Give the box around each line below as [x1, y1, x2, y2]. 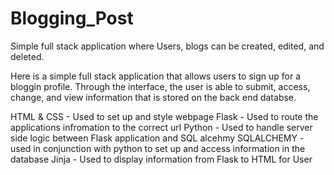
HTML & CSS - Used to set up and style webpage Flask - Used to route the [10, 110, 319, 122]
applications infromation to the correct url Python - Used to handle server [10, 121, 313, 133]
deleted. [10, 50, 45, 62]
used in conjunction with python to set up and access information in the [10, 142, 306, 154]
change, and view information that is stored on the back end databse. [10, 91, 297, 103]
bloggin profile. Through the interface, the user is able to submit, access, [10, 80, 311, 92]
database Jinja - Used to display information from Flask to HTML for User [10, 153, 313, 165]
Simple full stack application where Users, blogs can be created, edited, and [10, 40, 325, 52]
